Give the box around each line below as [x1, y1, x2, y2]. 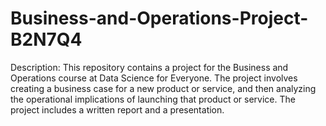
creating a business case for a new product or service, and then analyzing [10, 82, 317, 94]
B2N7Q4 [10, 28, 83, 51]
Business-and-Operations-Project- [10, 7, 309, 30]
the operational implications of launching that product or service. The [10, 93, 296, 105]
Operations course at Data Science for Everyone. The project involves [10, 72, 298, 84]
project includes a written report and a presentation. [10, 103, 225, 116]
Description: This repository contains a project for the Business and [10, 61, 289, 73]
